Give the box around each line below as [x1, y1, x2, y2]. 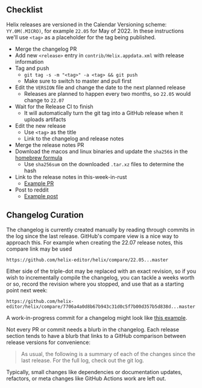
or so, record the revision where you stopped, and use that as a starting [6, 280, 185, 287]
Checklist [6, 5, 43, 15]
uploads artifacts [24, 116, 66, 123]
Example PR [24, 180, 54, 187]
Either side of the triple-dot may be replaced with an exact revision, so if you [6, 268, 197, 275]
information [14, 58, 44, 65]
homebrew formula [14, 154, 63, 161]
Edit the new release [14, 122, 66, 129]
